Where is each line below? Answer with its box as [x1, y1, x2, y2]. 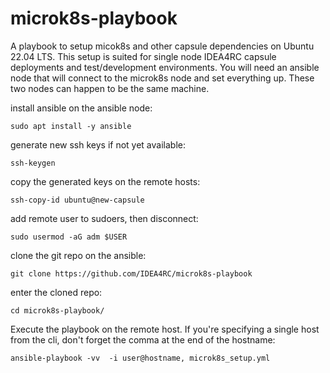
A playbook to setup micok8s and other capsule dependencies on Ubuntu [10, 40, 315, 52]
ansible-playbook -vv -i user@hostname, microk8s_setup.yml [10, 353, 271, 363]
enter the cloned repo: [10, 286, 103, 298]
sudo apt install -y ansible [10, 121, 132, 131]
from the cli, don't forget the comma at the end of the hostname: [10, 333, 276, 346]
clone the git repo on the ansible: [10, 249, 147, 261]
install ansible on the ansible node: [10, 102, 153, 114]
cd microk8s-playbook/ [10, 305, 105, 316]
